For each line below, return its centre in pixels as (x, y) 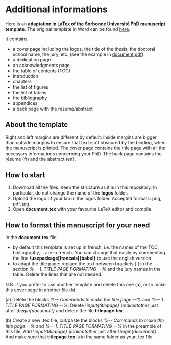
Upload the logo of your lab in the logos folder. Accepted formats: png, (87, 198)
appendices (25, 103)
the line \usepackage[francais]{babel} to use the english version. (82, 258)
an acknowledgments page (41, 65)
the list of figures (30, 87)
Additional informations (57, 9)
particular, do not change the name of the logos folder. (70, 192)
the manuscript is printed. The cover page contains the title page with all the (86, 148)
